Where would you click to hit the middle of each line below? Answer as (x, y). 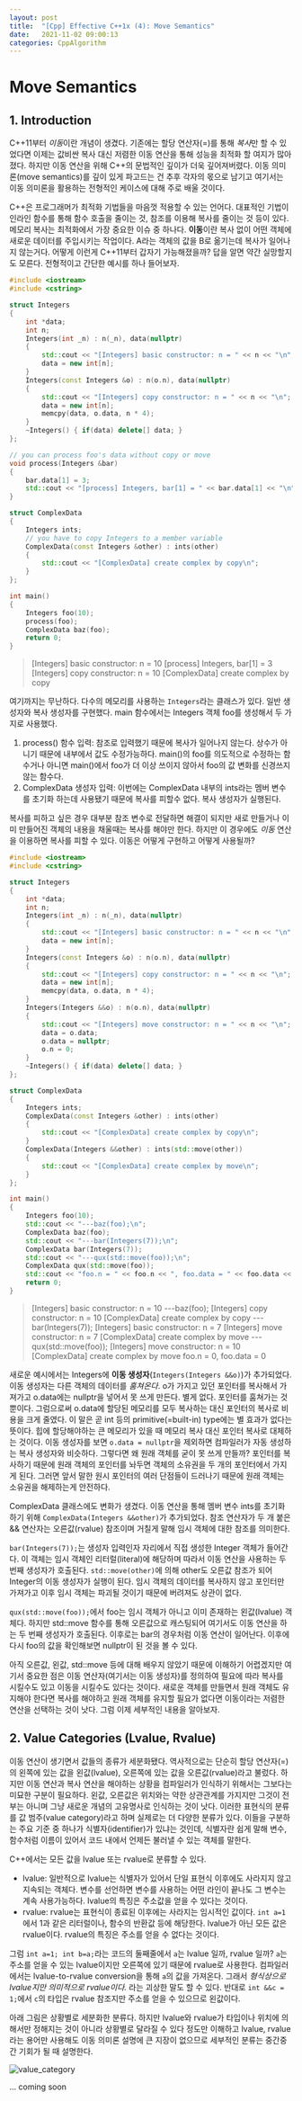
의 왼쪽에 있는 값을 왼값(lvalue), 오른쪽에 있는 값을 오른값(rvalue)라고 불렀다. (144, 1772)
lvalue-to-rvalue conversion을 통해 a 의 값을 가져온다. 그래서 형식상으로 (159, 1976)
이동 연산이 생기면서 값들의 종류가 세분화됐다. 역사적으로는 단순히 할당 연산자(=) (149, 1761)
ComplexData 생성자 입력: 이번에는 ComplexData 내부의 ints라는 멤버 (146, 788)
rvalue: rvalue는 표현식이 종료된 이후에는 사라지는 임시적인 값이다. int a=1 (154, 1911)
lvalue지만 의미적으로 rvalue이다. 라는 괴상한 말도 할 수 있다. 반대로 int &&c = (147, 1987)
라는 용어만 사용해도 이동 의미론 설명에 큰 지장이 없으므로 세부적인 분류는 (136, 2040)
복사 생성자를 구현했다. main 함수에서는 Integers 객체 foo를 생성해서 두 (158, 712)
